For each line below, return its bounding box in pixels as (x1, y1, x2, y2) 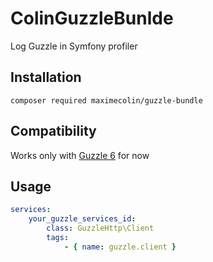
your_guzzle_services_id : (28, 214, 137, 224)
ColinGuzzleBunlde (10, 7, 174, 30)
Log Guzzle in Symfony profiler (10, 40, 138, 52)
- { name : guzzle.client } (63, 242, 177, 252)
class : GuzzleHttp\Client (46, 223, 155, 234)
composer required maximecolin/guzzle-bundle (10, 95, 203, 106)
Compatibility (10, 123, 97, 140)
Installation (10, 69, 82, 86)
